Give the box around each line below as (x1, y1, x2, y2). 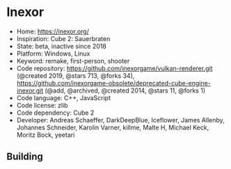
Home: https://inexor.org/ (16, 27, 90, 35)
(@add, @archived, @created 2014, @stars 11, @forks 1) (44, 86, 206, 95)
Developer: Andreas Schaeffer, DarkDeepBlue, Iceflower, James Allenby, (16, 115, 225, 124)
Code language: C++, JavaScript (16, 93, 111, 102)
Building (6, 151, 43, 163)
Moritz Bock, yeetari (16, 130, 75, 139)
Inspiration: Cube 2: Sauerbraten (16, 34, 111, 42)
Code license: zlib (16, 101, 68, 109)
